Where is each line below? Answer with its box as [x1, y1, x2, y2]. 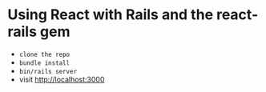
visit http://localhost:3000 [18, 74, 105, 84]
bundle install [18, 58, 71, 67]
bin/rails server [18, 67, 78, 75]
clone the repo [18, 50, 71, 58]
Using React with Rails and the [7, 6, 214, 24]
